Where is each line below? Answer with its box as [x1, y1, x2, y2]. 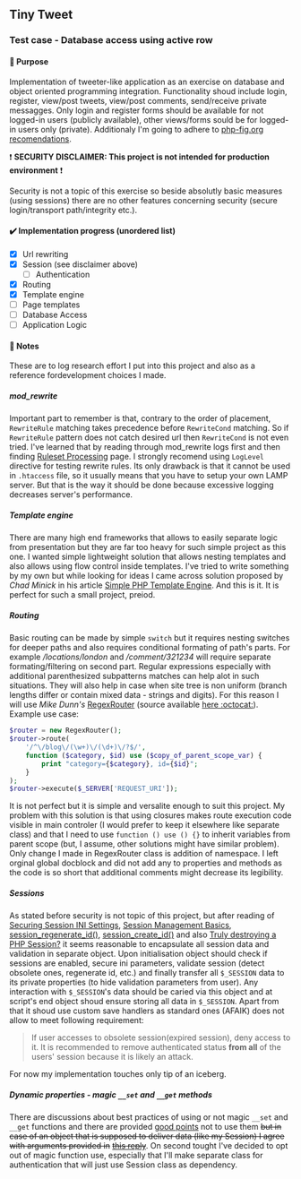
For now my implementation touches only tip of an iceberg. [9, 1069, 227, 1080]
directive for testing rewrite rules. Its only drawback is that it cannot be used [9, 460, 291, 471]
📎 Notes [9, 340, 39, 351]
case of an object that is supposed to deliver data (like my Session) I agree [9, 1131, 285, 1141]
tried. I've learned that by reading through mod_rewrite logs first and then [9, 442, 280, 452]
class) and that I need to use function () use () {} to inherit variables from [9, 829, 291, 840]
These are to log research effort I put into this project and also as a [9, 360, 255, 371]
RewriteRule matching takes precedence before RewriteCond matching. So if [9, 423, 289, 434]
